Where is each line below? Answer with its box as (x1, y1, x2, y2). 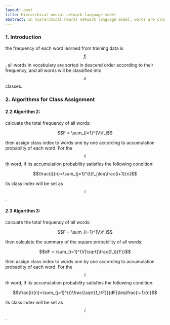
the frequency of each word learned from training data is (5, 45, 124, 51)
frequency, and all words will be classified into (5, 67, 102, 74)
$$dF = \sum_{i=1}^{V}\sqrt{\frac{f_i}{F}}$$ (39, 248, 131, 255)
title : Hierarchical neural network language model (5, 12, 116, 17)
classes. (5, 83, 23, 89)
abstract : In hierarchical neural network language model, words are (5, 17, 155, 22)
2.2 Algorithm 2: (5, 109, 40, 115)
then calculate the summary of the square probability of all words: (5, 239, 143, 245)
